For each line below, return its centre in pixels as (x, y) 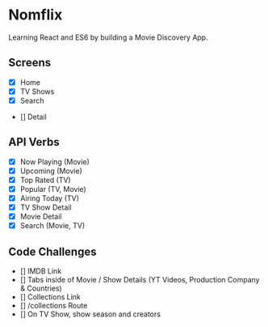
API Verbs (34, 142)
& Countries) (41, 288)
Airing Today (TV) (49, 198)
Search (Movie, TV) (52, 226)
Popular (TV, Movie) (53, 189)
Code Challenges (52, 251)
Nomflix (36, 15)
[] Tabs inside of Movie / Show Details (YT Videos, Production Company (140, 280)
